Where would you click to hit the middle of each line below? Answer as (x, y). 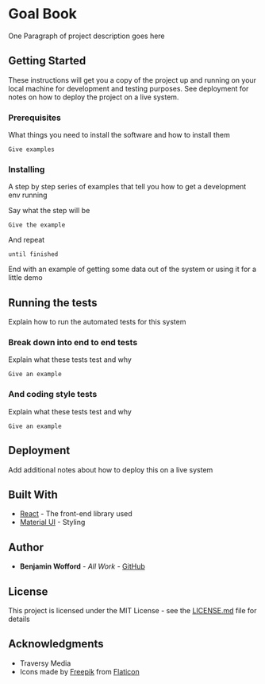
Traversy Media (45, 663)
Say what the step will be (49, 211)
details (19, 619)
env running (28, 195)
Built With (33, 494)
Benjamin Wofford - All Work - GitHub (82, 566)
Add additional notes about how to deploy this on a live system (111, 469)
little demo (25, 278)
